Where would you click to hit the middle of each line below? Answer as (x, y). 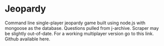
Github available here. (28, 39)
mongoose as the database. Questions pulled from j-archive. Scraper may (82, 28)
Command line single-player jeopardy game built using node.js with (75, 23)
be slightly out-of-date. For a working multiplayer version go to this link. (79, 33)
